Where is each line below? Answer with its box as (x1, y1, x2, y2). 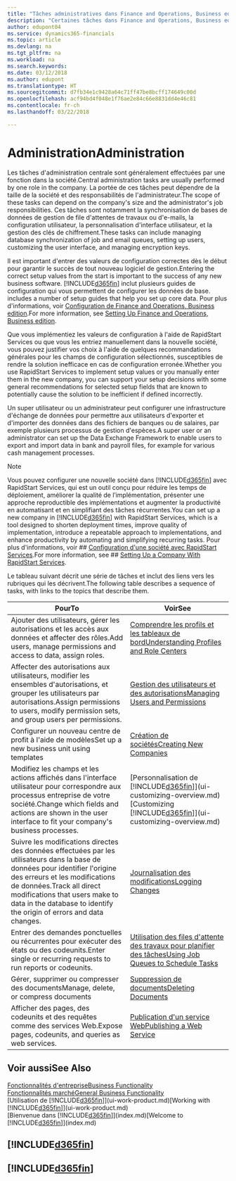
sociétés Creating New (129, 739, 204, 749)
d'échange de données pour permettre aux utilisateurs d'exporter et (7, 411, 204, 419)
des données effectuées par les (11, 845, 116, 855)
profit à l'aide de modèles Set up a (11, 735, 122, 745)
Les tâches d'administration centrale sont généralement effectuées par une (7, 168, 225, 177)
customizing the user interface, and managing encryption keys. (7, 243, 190, 251)
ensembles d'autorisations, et (11, 679, 109, 689)
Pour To (55, 603, 79, 613)
